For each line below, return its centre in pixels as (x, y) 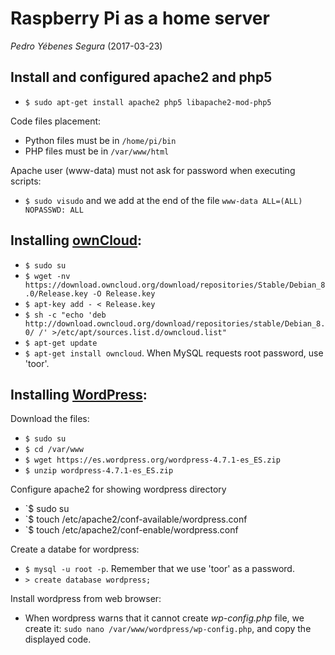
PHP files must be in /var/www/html (97, 151)
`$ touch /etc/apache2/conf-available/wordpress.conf (136, 519)
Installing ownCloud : (76, 240)
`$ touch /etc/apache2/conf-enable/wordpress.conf (131, 530)
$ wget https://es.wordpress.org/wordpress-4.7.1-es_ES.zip (152, 460)
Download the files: (50, 419)
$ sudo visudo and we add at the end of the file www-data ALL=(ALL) (163, 200)
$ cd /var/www (54, 450)
